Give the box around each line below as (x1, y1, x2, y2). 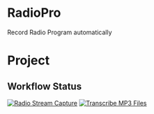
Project (7, 52, 50, 69)
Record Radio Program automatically (7, 28, 113, 36)
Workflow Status (7, 80, 82, 92)
